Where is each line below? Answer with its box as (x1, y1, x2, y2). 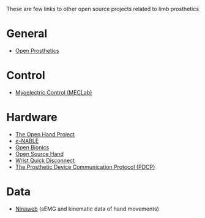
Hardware (6, 111, 58, 125)
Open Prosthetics (15, 47, 59, 54)
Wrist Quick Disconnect (15, 157, 75, 164)
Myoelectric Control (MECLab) (15, 88, 92, 96)
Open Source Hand (15, 150, 64, 157)
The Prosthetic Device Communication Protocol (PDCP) (15, 163, 155, 171)
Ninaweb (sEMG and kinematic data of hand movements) (15, 205, 159, 212)
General (6, 27, 48, 41)
